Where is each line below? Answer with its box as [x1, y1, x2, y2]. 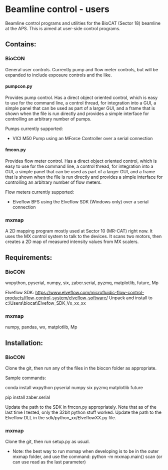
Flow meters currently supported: [5, 189, 74, 195]
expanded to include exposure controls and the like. [5, 72, 112, 78]
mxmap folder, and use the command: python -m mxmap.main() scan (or [12, 453, 162, 460]
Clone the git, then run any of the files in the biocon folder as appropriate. [5, 365, 157, 371]
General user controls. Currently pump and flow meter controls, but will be [5, 66, 158, 72]
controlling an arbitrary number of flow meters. [5, 179, 102, 185]
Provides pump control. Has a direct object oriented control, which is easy [5, 94, 158, 100]
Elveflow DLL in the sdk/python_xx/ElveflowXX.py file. [5, 415, 116, 420]
